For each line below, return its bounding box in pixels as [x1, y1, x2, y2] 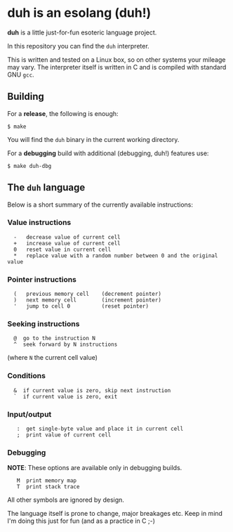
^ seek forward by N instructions [13, 341, 118, 349]
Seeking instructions [7, 319, 80, 329]
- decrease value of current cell [13, 233, 121, 240]
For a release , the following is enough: [7, 109, 119, 117]
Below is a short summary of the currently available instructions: [7, 200, 194, 209]
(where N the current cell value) [7, 353, 98, 362]
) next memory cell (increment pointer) [13, 297, 161, 304]
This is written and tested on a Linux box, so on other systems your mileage [7, 55, 226, 64]
